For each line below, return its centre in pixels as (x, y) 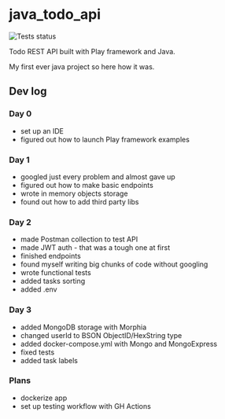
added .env (39, 289)
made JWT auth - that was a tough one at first (95, 248)
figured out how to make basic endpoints (87, 185)
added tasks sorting (53, 281)
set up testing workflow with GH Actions (86, 406)
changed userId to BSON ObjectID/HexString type (101, 335)
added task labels (49, 360)
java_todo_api (55, 15)
